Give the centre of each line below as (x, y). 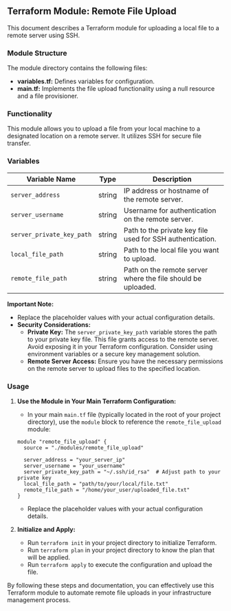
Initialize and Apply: (46, 529)
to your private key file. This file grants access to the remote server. (123, 339)
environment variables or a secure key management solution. (114, 354)
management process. (39, 600)
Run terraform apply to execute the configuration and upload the (120, 565)
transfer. (19, 143)
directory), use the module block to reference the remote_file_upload (124, 422)
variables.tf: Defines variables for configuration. (86, 81)
